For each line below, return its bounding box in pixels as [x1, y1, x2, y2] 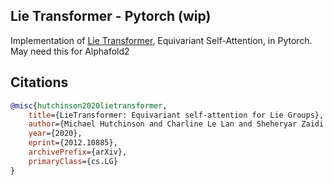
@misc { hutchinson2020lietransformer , [10, 100, 168, 111]
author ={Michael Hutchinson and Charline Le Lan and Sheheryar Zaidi [28, 119, 325, 129]
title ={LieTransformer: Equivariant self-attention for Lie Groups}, [28, 110, 325, 120]
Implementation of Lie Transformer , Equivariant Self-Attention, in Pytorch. [10, 34, 313, 46]
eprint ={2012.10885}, [28, 138, 118, 148]
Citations [10, 74, 69, 91]
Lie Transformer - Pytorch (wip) [10, 8, 212, 25]
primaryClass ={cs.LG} [28, 156, 118, 166]
